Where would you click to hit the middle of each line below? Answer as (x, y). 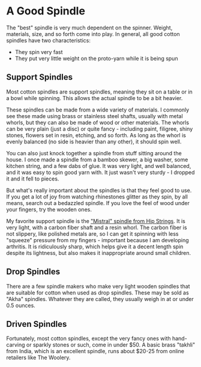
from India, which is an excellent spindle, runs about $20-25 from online (95, 351)
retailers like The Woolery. (38, 357)
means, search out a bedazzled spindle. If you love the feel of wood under (98, 203)
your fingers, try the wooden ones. (49, 209)
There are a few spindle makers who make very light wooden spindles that (98, 286)
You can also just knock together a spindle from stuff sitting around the (94, 153)
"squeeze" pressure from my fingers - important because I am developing (97, 240)
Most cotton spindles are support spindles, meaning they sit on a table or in (100, 92)
